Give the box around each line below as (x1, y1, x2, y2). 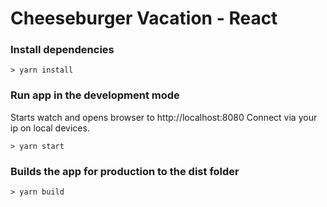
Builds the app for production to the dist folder (10, 164, 240, 178)
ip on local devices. (10, 122, 90, 134)
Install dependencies (10, 43, 115, 57)
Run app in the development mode (10, 88, 180, 102)
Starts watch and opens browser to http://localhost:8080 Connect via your (10, 111, 318, 123)
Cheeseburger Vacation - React (10, 7, 278, 30)
